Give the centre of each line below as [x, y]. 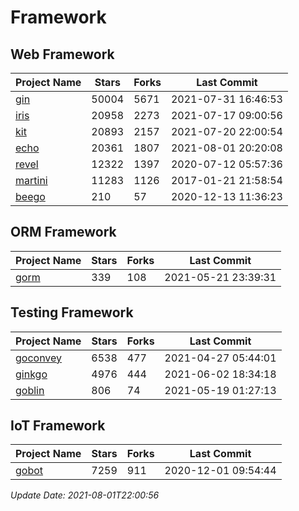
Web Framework [62, 54]
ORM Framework [63, 232]
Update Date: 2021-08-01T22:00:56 [85, 495]
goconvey [39, 358]
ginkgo [31, 374]
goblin [30, 390]
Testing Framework [72, 312]
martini [31, 180]
